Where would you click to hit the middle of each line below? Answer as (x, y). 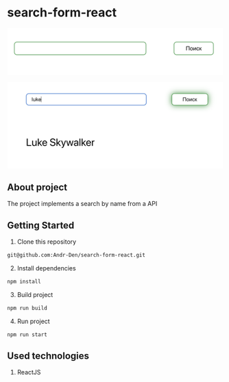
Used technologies (48, 356)
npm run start (27, 334)
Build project (35, 294)
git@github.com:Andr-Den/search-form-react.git (76, 255)
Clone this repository (47, 242)
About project (37, 187)
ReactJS (29, 372)
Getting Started (41, 225)
